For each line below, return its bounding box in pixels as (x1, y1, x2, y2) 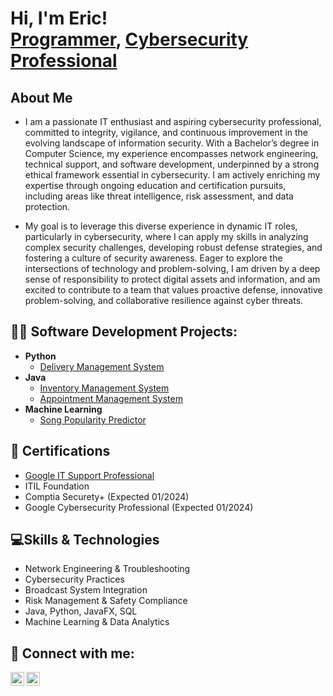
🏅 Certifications (10, 443, 111, 460)
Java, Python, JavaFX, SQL (24, 605, 138, 617)
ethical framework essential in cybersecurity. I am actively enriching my (24, 169, 321, 181)
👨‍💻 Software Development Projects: (10, 323, 238, 341)
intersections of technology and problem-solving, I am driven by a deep (24, 263, 321, 274)
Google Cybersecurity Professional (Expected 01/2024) (24, 501, 254, 513)
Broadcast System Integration (24, 584, 148, 596)
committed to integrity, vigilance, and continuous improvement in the (24, 127, 309, 138)
